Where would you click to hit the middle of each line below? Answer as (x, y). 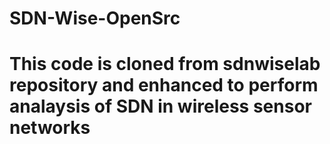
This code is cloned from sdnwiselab (165, 64)
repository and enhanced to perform (164, 85)
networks (50, 128)
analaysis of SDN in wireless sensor (160, 106)
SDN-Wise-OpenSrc (95, 18)
